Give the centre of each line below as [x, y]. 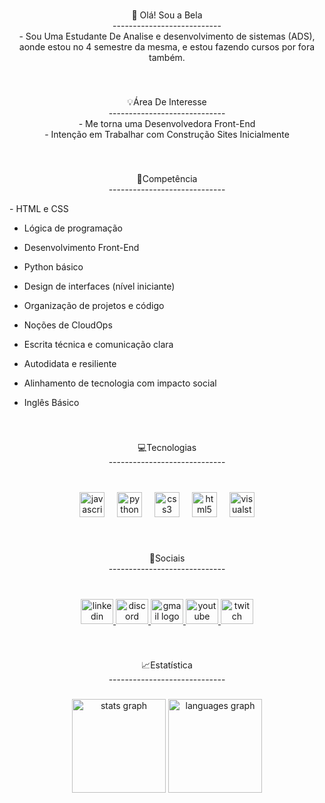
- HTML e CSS [39, 208]
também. [167, 57]
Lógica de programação [73, 228]
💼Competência [167, 178]
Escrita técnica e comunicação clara [98, 344]
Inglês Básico [51, 402]
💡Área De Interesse [167, 101]
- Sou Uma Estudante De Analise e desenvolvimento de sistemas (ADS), [167, 36]
